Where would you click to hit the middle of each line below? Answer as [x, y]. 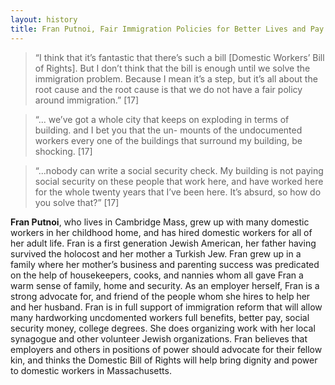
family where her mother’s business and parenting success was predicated [165, 264]
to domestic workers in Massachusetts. [91, 370]
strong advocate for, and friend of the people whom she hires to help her [160, 296]
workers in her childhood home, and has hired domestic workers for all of [161, 232]
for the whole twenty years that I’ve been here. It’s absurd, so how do [178, 192]
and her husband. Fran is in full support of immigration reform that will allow [166, 307]
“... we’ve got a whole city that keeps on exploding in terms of [162, 119]
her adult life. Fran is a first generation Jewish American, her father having [163, 243]
